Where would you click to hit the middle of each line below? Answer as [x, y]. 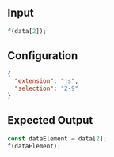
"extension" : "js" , [47, 81]
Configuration [43, 56]
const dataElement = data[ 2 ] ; [57, 138]
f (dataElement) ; [34, 146]
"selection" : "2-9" [47, 89]
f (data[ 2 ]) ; [27, 31]
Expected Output [50, 120]
